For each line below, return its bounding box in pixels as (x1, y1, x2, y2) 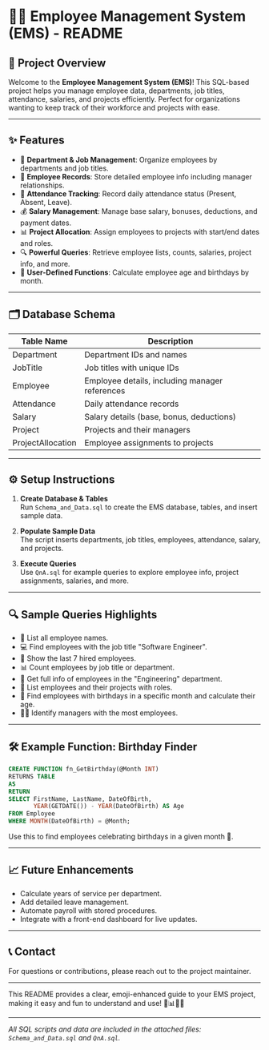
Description (147, 336, 194, 347)
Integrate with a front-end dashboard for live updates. (19, 914, 198, 923)
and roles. (19, 238, 54, 247)
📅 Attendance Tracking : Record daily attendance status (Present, (19, 188, 237, 199)
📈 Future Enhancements (8, 863, 134, 877)
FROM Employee (8, 810, 56, 818)
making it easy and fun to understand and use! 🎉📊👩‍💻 (8, 998, 185, 1008)
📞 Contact (8, 945, 56, 959)
